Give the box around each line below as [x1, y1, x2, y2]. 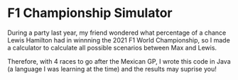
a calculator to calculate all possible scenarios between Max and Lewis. [7, 43, 217, 52]
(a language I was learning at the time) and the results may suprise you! [7, 64, 217, 73]
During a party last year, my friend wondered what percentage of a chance [7, 28, 227, 37]
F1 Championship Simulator [7, 5, 173, 21]
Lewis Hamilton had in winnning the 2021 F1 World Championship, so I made [7, 35, 231, 44]
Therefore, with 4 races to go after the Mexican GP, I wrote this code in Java [7, 57, 231, 65]
